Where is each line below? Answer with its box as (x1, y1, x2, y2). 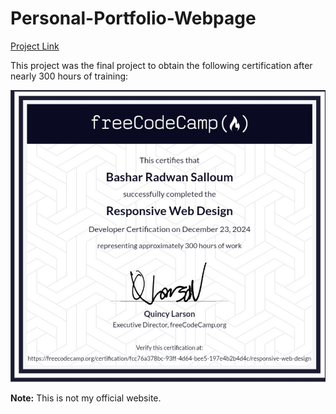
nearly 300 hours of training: (10, 70, 129, 82)
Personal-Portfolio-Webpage (10, 7, 257, 30)
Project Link (10, 40, 60, 52)
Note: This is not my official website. (10, 392, 162, 404)
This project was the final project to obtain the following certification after (10, 59, 313, 71)
